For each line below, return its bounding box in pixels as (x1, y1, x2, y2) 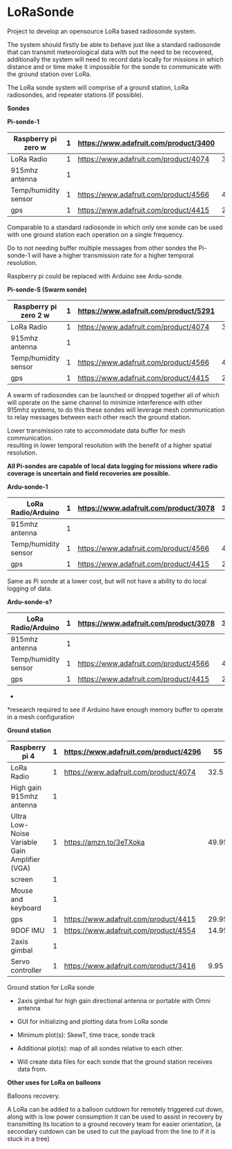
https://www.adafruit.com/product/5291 (77, 306, 215, 316)
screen (10, 874, 33, 884)
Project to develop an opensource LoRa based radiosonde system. (7, 27, 197, 35)
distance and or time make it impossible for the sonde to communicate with (7, 62, 222, 71)
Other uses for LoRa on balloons (7, 1078, 101, 1087)
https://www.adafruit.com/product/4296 (64, 747, 202, 757)
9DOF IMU (10, 925, 45, 935)
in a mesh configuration (7, 712, 75, 721)
